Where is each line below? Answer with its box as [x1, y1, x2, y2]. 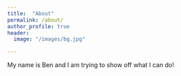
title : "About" [7, 10, 54, 17]
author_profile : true [7, 23, 70, 30]
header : [7, 29, 30, 37]
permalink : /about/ [7, 17, 64, 23]
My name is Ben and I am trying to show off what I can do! [7, 61, 174, 69]
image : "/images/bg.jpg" [13, 36, 86, 43]
